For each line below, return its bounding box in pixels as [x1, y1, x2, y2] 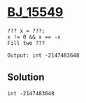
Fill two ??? [7, 39, 45, 46]
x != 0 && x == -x [7, 33, 61, 41]
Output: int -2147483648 [7, 52, 80, 59]
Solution [7, 71, 45, 83]
